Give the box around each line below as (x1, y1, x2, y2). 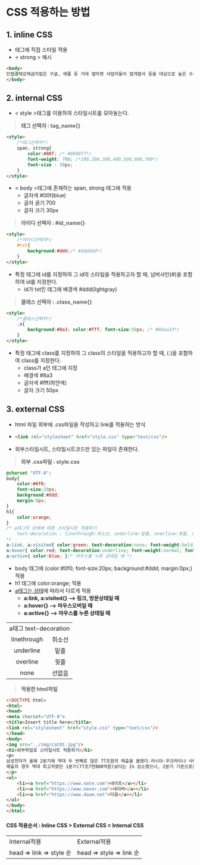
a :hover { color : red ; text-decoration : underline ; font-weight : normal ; (6, 547, 183, 553)
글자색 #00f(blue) (23, 192, 67, 199)
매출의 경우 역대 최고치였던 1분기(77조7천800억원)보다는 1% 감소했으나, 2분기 (6, 764, 174, 770)
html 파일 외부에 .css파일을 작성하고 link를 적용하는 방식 (14, 421, 146, 428)
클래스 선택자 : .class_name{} (20, 298, 92, 305)
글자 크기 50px (23, 386, 59, 393)
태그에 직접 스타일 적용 (14, 46, 68, 53)
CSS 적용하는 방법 (6, 5, 90, 19)
